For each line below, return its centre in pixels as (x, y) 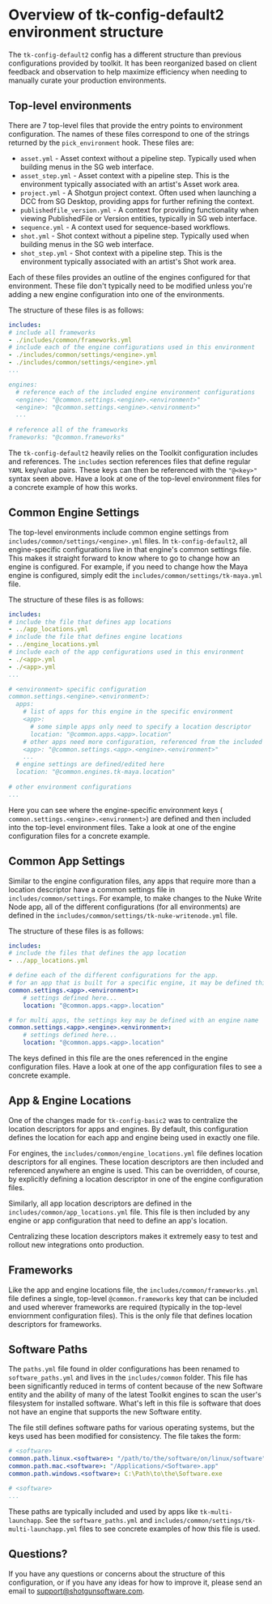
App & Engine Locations (70, 1101)
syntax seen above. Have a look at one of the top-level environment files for (135, 479)
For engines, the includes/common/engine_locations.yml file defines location (136, 1153)
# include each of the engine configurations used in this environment (132, 347)
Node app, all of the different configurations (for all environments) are (125, 906)
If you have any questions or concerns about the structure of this (117, 1573)
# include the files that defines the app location (97, 953)
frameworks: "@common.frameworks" (67, 437)
